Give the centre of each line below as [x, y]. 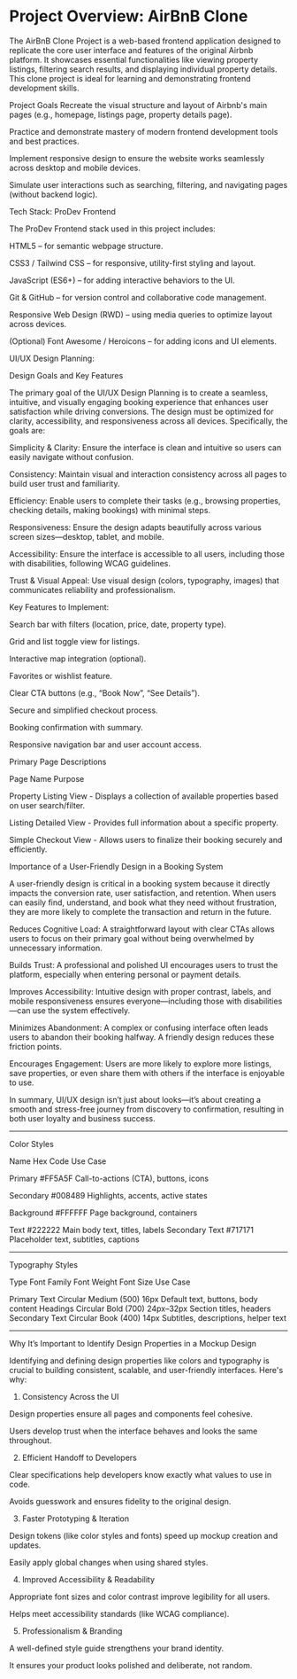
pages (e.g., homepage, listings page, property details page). [121, 114]
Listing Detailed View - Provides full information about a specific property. [144, 823]
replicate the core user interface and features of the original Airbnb [131, 50]
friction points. [36, 1046]
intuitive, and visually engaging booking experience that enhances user [139, 402]
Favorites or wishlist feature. [61, 676]
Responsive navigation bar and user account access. [105, 744]
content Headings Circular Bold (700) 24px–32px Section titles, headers [140, 1308]
